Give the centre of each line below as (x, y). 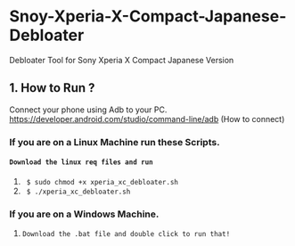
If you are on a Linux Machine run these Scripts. (115, 142)
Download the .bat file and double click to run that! (126, 234)
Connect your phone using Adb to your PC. (88, 110)
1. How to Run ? (52, 88)
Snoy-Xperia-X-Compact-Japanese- (148, 16)
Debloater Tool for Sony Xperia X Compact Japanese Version (122, 60)
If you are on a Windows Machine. (84, 214)
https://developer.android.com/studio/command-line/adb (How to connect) (147, 119)
